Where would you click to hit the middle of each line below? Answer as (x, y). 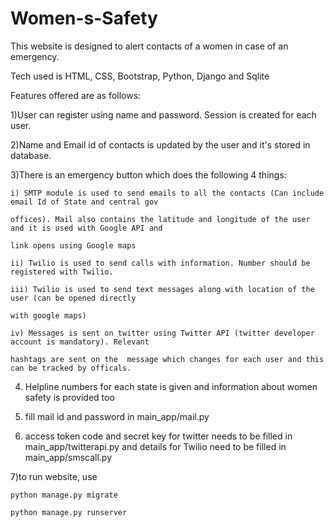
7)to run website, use (54, 476)
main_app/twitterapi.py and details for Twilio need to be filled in (155, 446)
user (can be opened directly (73, 298)
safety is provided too (69, 397)
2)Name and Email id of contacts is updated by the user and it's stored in (160, 144)
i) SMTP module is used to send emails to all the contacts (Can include (167, 193)
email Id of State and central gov (84, 202)
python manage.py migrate (64, 495)
